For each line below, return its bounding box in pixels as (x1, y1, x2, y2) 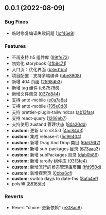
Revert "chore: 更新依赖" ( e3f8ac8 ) (11, 205, 82, 211)
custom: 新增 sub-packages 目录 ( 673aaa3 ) (11, 146, 100, 152)
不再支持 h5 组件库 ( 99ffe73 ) (11, 54, 69, 60)
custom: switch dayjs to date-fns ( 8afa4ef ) (11, 176, 99, 181)
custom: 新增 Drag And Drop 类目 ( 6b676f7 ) (11, 139, 101, 145)
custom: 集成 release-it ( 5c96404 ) (11, 134, 82, 139)
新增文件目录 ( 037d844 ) (11, 91, 60, 97)
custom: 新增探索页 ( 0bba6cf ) (11, 170, 73, 176)
